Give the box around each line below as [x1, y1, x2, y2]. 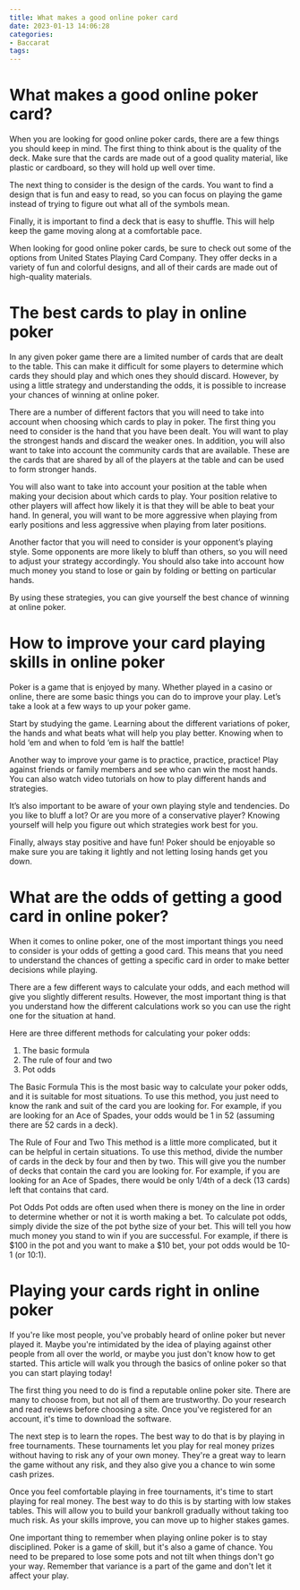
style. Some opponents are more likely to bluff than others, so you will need [9, 546, 288, 556]
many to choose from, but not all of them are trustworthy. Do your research [9, 1394, 287, 1405]
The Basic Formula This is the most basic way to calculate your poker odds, [9, 1081, 288, 1092]
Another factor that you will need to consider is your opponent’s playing [9, 537, 273, 547]
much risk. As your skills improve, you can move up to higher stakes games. [9, 1515, 289, 1526]
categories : [9, 30, 54, 39]
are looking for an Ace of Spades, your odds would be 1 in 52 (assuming [9, 1110, 275, 1121]
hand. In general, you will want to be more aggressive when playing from [9, 510, 278, 520]
